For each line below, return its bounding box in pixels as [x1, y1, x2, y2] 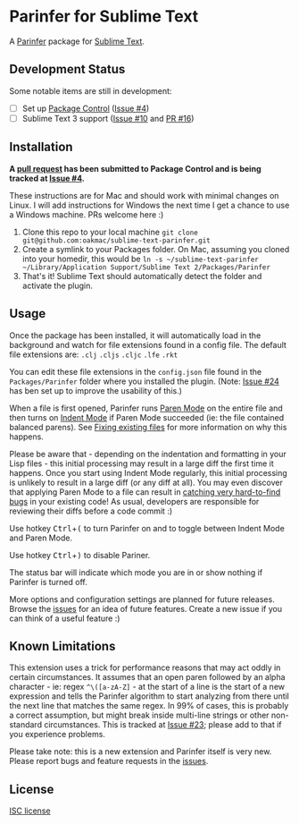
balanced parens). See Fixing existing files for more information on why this [9, 421, 287, 432]
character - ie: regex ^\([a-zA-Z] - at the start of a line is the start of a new [9, 682, 286, 692]
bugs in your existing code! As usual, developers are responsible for [9, 496, 260, 506]
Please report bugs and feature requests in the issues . [9, 756, 209, 767]
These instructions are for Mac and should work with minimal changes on [9, 190, 279, 200]
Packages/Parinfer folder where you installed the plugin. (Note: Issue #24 [9, 376, 279, 387]
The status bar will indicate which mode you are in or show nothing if [9, 566, 263, 578]
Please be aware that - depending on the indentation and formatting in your [9, 448, 287, 459]
